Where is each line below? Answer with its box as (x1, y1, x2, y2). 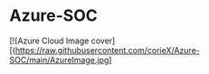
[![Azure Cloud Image (9, 35, 90, 46)
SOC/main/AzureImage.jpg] (9, 54, 112, 65)
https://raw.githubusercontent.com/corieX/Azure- (14, 44, 201, 55)
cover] (90, 35, 116, 46)
